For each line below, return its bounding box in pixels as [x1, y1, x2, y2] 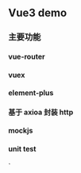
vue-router [8, 52, 45, 61]
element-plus [8, 88, 54, 98]
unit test [8, 144, 37, 153]
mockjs [8, 126, 33, 136]
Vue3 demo [8, 6, 67, 20]
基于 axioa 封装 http [8, 107, 74, 117]
